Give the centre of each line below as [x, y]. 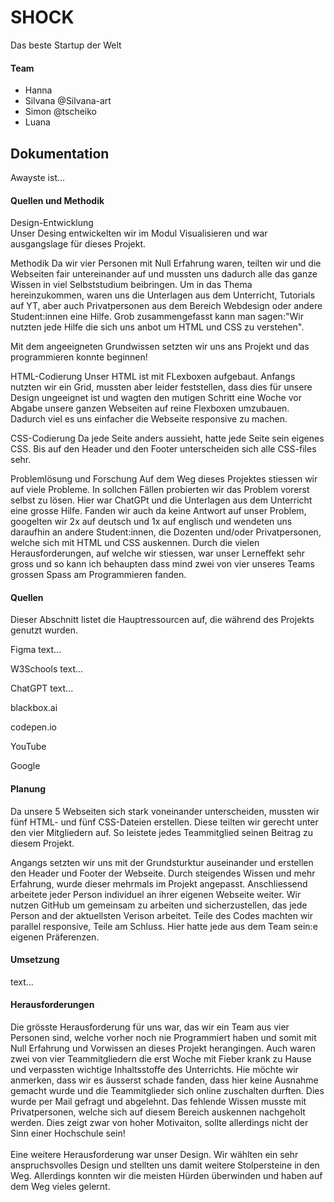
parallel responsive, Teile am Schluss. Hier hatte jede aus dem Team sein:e [164, 926]
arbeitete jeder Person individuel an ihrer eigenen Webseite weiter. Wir [156, 894]
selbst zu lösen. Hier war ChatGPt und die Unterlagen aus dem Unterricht [161, 500]
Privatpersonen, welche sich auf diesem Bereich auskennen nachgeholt [158, 1112]
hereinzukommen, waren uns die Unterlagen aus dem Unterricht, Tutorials [163, 295]
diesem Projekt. [42, 843]
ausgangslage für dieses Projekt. [78, 244]
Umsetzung [35, 960]
